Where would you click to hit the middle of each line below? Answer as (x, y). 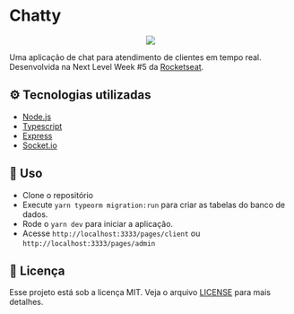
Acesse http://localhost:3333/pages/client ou (111, 233)
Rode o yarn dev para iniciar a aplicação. (97, 223)
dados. (35, 214)
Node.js (37, 117)
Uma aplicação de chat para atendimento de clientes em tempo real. (135, 57)
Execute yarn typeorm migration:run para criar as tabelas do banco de (153, 205)
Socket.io (40, 145)
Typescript (42, 126)
